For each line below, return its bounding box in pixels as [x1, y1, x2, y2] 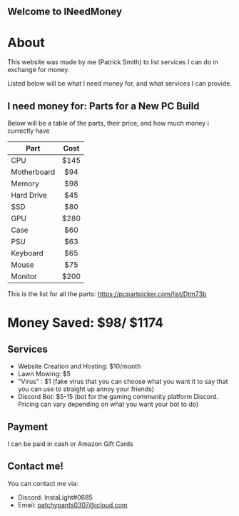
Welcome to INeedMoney [7, 6, 123, 18]
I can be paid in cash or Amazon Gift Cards [7, 439, 133, 448]
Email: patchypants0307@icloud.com [17, 500, 128, 509]
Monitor [11, 271, 38, 281]
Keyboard [11, 248, 44, 258]
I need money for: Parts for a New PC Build [7, 100, 200, 112]
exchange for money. [7, 66, 70, 74]
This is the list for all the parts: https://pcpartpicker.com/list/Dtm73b [7, 290, 207, 298]
